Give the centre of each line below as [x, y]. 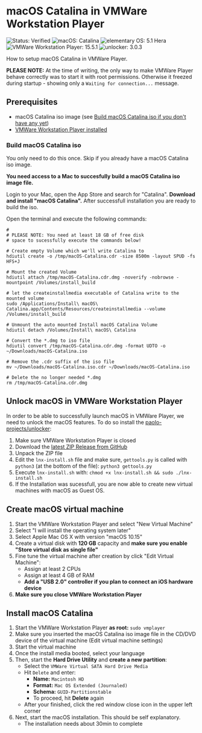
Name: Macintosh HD [58, 679]
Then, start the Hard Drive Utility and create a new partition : [91, 660]
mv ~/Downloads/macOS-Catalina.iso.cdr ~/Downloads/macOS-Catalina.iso [98, 367]
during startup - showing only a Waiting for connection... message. [93, 83]
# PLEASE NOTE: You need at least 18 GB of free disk [75, 235]
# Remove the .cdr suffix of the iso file [60, 362]
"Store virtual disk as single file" [56, 549]
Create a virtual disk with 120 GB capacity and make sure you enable [101, 543]
